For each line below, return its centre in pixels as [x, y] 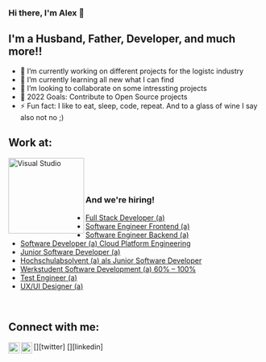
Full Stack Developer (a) [125, 218]
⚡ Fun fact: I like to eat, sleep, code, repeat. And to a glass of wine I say [139, 106]
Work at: [30, 143]
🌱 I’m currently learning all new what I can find [97, 79]
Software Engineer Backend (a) [137, 235]
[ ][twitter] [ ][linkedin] [68, 347]
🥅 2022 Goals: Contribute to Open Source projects [104, 97]
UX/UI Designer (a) [52, 286]
